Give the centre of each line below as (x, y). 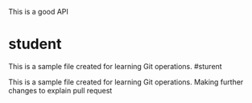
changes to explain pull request (60, 90)
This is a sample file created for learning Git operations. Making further (126, 82)
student (35, 44)
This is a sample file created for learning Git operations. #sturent (116, 66)
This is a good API (38, 12)
